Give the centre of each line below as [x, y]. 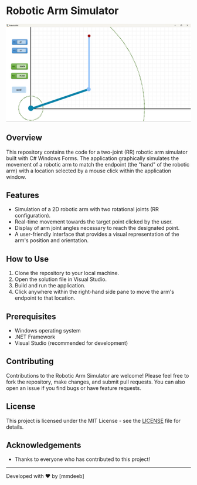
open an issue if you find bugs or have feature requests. [74, 388]
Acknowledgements [44, 445]
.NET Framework [35, 337]
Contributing [30, 362]
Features [23, 195]
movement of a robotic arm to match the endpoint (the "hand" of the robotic [98, 164]
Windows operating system [47, 330]
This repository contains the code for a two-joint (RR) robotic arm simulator [97, 152]
